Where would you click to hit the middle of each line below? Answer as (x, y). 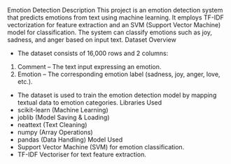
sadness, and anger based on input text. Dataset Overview (92, 40)
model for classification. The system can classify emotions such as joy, (110, 32)
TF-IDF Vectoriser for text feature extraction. (82, 154)
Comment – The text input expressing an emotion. (89, 67)
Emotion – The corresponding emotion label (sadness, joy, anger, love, (119, 74)
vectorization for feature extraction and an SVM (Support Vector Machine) (114, 25)
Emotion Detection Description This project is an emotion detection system (115, 10)
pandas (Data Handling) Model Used (70, 140)
